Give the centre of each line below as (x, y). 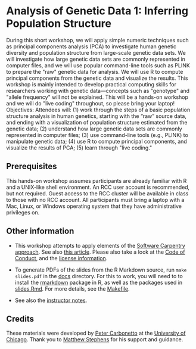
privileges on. (23, 212)
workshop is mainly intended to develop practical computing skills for (91, 84)
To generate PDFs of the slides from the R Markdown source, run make (101, 270)
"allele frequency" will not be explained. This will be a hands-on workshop (97, 97)
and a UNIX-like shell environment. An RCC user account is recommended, (98, 187)
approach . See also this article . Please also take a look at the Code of (100, 252)
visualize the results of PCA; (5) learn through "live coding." (79, 148)
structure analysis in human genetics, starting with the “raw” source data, (96, 116)
